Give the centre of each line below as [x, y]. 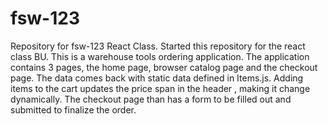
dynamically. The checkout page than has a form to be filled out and [151, 99]
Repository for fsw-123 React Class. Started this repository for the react [158, 46]
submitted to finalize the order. [73, 109]
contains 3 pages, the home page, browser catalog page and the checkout [164, 67]
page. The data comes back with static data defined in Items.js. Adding [157, 78]
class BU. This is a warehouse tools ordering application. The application [160, 56]
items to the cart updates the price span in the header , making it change [160, 88]
